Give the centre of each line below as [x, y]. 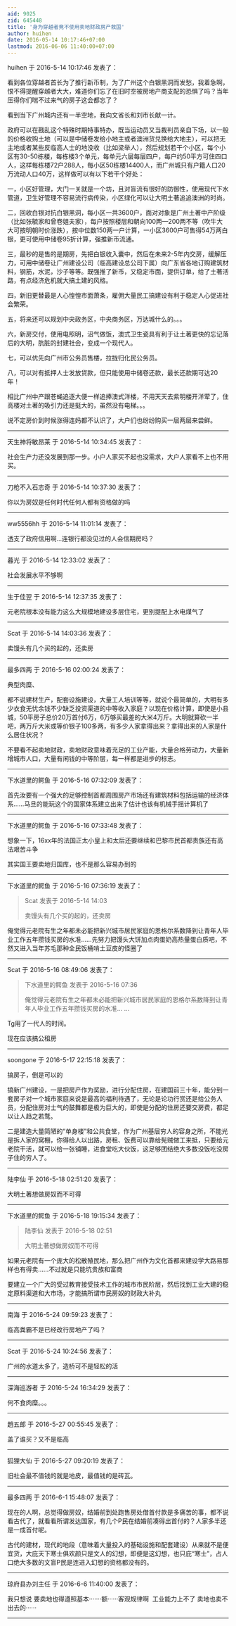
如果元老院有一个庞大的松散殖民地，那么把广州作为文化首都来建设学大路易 [115, 1260]
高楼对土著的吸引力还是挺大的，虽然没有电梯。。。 [78, 405]
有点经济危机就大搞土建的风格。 [66, 280]
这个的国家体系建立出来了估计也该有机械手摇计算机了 [132, 804]
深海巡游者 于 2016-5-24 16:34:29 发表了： [70, 1388]
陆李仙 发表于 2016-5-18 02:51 [68, 1230]
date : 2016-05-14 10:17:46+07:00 [56, 40]
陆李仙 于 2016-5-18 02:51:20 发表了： [63, 1179]
